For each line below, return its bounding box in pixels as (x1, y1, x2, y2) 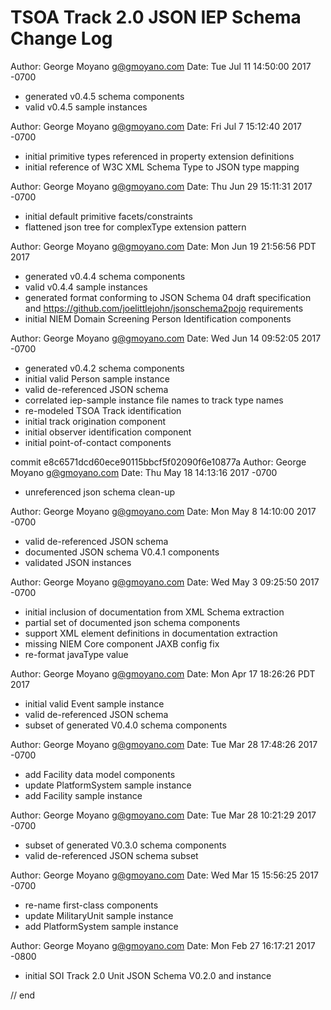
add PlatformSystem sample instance (24, 920, 179, 932)
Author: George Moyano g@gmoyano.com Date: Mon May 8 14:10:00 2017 (10, 505, 317, 517)
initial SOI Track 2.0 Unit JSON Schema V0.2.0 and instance (24, 969, 272, 981)
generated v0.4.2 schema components (24, 362, 185, 374)
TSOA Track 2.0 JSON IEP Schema (10, 6, 302, 29)
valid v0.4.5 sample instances (24, 101, 148, 113)
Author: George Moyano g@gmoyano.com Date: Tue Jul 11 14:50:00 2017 (10, 60, 312, 72)
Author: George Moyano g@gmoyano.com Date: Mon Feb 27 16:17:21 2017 (10, 939, 316, 951)
